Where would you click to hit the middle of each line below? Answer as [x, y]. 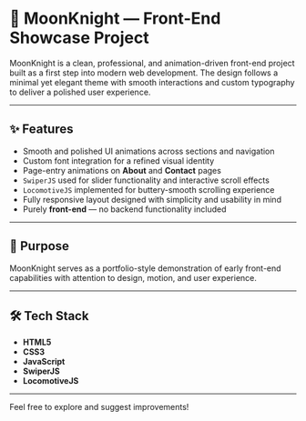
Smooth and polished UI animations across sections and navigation [148, 151]
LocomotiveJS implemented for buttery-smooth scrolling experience [148, 189]
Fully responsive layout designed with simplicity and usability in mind [152, 199]
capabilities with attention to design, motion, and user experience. [133, 277]
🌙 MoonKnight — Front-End [115, 19]
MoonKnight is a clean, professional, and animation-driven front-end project [152, 63]
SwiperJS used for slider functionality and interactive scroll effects [146, 180]
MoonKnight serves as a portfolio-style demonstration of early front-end [145, 268]
